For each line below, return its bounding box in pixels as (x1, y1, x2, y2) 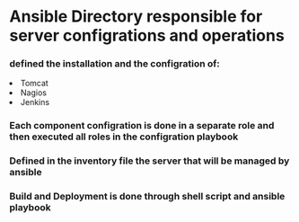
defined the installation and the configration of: (9, 58, 220, 70)
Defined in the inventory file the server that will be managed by (9, 155, 290, 167)
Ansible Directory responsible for (9, 6, 263, 27)
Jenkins (21, 97, 50, 108)
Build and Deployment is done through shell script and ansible (9, 191, 286, 203)
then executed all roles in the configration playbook (9, 130, 239, 143)
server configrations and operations (9, 25, 285, 46)
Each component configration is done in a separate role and (9, 120, 275, 132)
